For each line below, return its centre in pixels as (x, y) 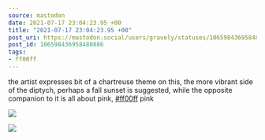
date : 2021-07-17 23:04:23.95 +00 (65, 23)
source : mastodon (37, 15)
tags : (17, 52)
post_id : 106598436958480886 (56, 45)
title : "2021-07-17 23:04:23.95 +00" (70, 30)
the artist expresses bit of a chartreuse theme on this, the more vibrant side (131, 81)
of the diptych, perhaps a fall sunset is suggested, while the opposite (120, 90)
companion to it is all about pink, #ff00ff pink (81, 98)
